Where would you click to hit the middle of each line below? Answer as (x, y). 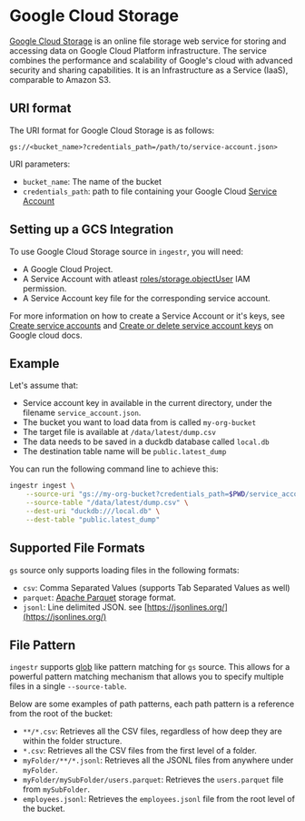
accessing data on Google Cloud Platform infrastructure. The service (138, 50)
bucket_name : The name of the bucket (92, 181)
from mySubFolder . (56, 789)
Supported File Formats (77, 548)
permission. (44, 289)
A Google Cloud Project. (68, 269)
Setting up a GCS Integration (92, 230)
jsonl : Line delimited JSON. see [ (85, 607)
